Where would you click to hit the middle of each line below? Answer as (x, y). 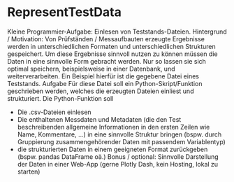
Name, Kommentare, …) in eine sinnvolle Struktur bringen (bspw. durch (119, 134)
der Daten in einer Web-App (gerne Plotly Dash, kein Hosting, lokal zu (118, 164)
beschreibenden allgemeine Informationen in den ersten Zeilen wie (114, 127)
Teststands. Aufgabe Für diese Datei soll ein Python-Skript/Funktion (105, 83)
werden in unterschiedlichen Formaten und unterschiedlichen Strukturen (111, 46)
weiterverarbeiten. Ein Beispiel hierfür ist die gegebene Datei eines (103, 76)
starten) (29, 171)
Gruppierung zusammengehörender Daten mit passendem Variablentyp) (121, 141)
